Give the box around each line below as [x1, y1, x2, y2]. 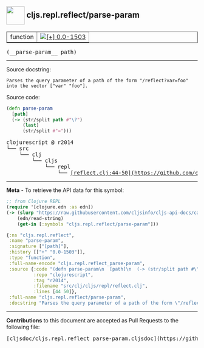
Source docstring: [6, 65, 52, 73]
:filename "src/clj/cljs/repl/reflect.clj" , [33, 283, 148, 289]
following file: [6, 323, 40, 330]
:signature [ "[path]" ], [8, 243, 69, 250]
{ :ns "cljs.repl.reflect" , [6, 232, 75, 238]
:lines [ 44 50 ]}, [33, 289, 78, 295]
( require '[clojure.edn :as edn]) [6, 204, 94, 210]
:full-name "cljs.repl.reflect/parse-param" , [8, 294, 126, 300]
